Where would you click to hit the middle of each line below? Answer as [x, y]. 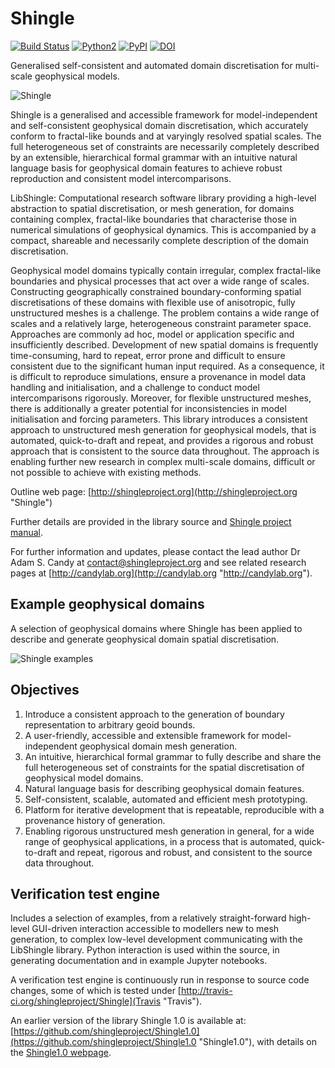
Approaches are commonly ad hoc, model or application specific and [152, 334]
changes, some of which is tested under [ [96, 991]
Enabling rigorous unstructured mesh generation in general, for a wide [169, 831]
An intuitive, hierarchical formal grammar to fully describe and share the [173, 756]
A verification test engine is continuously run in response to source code [160, 980]
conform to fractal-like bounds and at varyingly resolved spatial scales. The [166, 136]
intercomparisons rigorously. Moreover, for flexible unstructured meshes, [161, 398]
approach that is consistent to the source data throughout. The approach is [165, 451]
